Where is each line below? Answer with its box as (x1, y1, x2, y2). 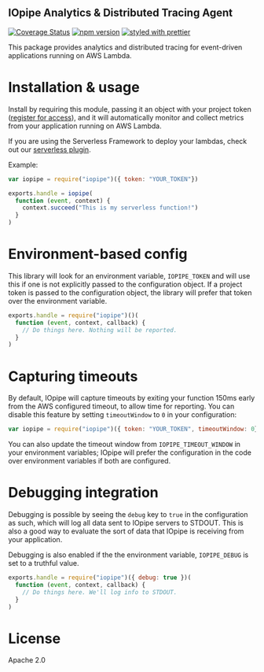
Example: (8, 160, 38, 169)
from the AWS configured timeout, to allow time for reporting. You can (8, 401, 235, 412)
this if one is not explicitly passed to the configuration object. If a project (8, 279, 243, 289)
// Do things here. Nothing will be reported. (22, 326, 178, 334)
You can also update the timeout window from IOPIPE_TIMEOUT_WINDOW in (8, 440, 241, 449)
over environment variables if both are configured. (8, 456, 171, 466)
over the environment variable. (8, 296, 108, 305)
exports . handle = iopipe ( (8, 189, 93, 198)
